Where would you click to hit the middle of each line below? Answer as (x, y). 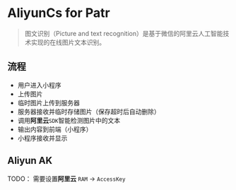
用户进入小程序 (39, 85)
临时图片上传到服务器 (48, 102)
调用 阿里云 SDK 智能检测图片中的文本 (69, 120)
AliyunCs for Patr (59, 13)
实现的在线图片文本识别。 (68, 42)
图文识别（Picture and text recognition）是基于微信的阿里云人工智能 (124, 33)
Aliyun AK (30, 161)
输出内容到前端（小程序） (55, 129)
